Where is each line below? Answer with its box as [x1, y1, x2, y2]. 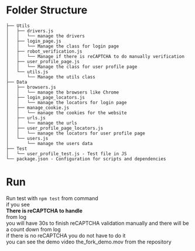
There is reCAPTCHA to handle [6, 207, 83, 214]
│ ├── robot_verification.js [6, 48, 83, 54]
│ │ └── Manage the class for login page [6, 43, 119, 49]
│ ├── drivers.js [6, 27, 54, 34]
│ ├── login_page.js [6, 38, 61, 44]
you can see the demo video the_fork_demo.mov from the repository [6, 238, 172, 245]
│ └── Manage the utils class [6, 74, 95, 80]
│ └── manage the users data [6, 140, 93, 146]
